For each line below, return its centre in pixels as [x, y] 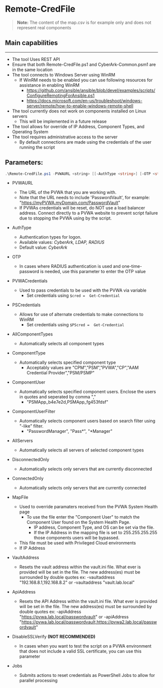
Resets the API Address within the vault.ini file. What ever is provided [88, 601]
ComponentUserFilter [34, 411]
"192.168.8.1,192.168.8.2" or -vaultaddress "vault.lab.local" [77, 582]
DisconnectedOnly [31, 460]
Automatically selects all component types [62, 344]
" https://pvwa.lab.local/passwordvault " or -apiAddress [74, 617]
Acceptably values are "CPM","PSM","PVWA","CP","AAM [83, 368]
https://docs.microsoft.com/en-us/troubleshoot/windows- [84, 100]
